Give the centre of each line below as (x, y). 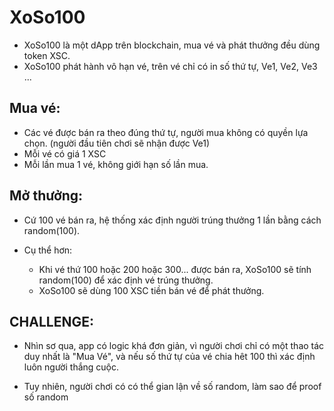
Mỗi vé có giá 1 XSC (65, 153)
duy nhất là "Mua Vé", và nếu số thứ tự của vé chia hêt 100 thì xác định (169, 357)
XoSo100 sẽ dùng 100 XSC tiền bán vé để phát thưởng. (151, 290)
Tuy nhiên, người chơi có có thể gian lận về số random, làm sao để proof (172, 387)
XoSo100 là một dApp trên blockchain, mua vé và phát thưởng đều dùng (172, 45)
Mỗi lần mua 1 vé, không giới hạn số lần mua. (116, 164)
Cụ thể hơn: (48, 250)
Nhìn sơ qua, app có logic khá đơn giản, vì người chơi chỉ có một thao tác (174, 346)
